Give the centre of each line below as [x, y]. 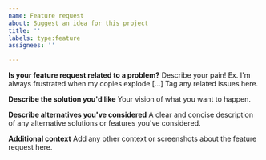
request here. [30, 147]
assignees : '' [32, 46]
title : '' [25, 30]
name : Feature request [46, 16]
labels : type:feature [44, 38]
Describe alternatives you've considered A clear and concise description [131, 115]
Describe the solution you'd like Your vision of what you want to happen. [129, 99]
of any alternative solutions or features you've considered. [105, 123]
